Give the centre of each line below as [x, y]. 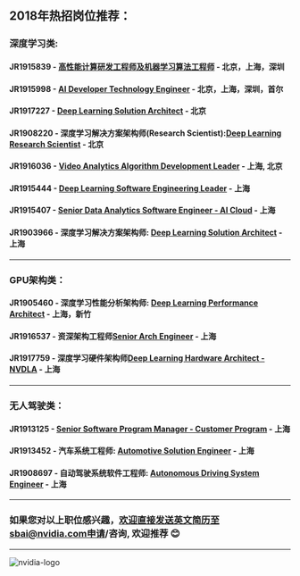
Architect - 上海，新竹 [50, 314]
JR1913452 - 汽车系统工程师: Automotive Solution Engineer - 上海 [132, 451]
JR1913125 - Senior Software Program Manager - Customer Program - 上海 [150, 429]
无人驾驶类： [37, 405]
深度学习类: [34, 44]
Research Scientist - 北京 [57, 144]
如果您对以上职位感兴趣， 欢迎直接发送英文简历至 [115, 521]
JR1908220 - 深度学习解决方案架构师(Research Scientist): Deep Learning [146, 133]
